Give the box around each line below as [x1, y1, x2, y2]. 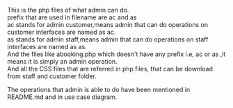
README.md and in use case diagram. [7, 93, 118, 101]
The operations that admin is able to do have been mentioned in [7, 86, 190, 93]
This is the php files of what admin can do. [7, 6, 129, 14]
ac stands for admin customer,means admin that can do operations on [7, 21, 209, 28]
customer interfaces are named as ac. [7, 28, 116, 36]
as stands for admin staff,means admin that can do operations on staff [7, 35, 209, 44]
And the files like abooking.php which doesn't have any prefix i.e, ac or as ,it [7, 50, 226, 58]
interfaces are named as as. [7, 43, 87, 51]
